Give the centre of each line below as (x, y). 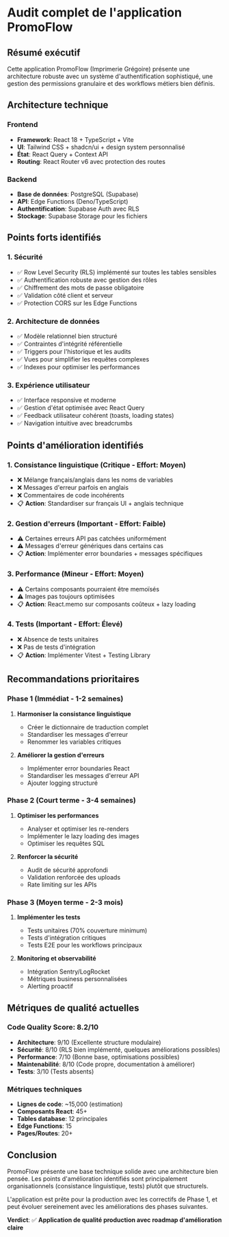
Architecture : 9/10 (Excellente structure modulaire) (89, 1042)
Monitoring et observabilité (57, 958)
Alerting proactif (50, 987)
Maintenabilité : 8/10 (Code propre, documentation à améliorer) (106, 1064)
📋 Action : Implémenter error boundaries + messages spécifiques (110, 554)
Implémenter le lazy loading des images (83, 836)
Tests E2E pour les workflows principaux (84, 945)
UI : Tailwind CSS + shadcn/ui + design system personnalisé (101, 147)
